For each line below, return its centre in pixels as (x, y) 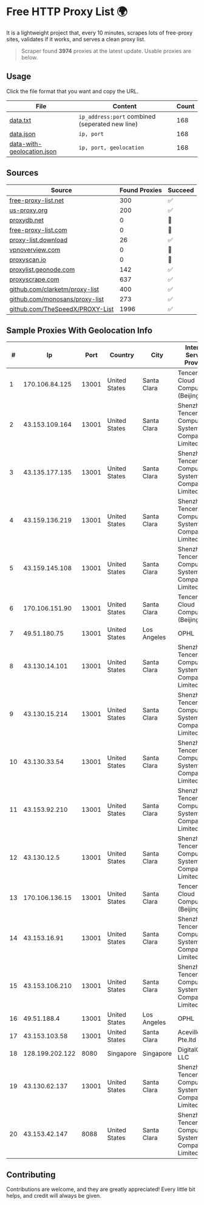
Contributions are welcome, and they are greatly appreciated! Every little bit (101, 1189)
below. (29, 57)
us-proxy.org (29, 210)
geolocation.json (33, 151)
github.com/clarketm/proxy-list (54, 289)
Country (122, 355)
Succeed (181, 190)
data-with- (26, 143)
